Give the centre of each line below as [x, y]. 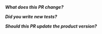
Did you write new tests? [31, 17]
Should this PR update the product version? [51, 26]
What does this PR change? [34, 7]
